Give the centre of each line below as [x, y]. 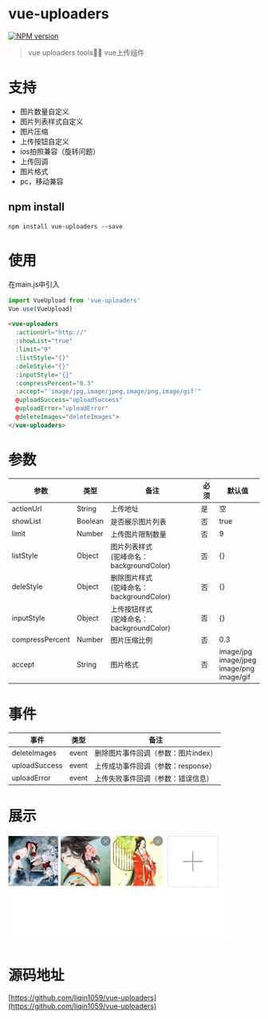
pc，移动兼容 [41, 181]
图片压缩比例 [132, 639]
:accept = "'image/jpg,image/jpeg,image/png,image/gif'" [108, 392]
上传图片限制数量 [139, 534]
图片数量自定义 [44, 111]
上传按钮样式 [132, 609]
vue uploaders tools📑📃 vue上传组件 [86, 52]
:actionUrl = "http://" [51, 332]
